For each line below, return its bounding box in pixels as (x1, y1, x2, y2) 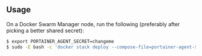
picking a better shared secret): (6, 27, 84, 34)
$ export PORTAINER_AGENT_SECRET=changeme (6, 38, 114, 44)
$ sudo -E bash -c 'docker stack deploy (6, 44, 109, 50)
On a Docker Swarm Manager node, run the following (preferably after (6, 20, 180, 27)
